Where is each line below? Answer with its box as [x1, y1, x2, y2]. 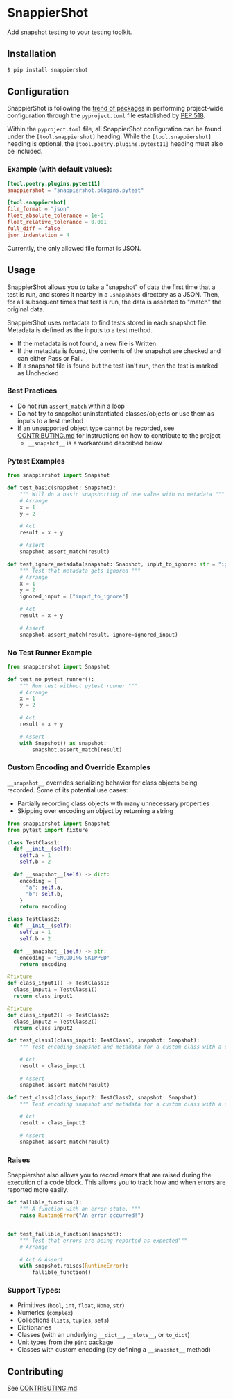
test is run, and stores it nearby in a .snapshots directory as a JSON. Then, [7, 290, 220, 298]
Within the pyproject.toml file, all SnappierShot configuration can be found [7, 125, 222, 133]
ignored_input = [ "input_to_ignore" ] [19, 593, 129, 600]
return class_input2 [13, 1024, 73, 1031]
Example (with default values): [7, 165, 112, 174]
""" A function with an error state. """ [19, 1206, 141, 1213]
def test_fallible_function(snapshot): [7, 1230, 123, 1238]
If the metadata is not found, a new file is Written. [17, 339, 158, 347]
